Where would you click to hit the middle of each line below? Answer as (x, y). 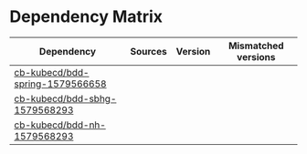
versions (256, 56)
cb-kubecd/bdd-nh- (60, 125)
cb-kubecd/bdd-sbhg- (65, 98)
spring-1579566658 (60, 84)
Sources (148, 51)
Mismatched (256, 46)
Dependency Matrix (86, 17)
